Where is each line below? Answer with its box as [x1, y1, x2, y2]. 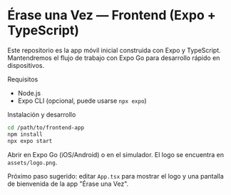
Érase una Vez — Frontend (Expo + [7, 7, 216, 24]
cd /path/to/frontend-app [7, 124, 84, 131]
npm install [7, 131, 43, 138]
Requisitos [7, 75, 38, 84]
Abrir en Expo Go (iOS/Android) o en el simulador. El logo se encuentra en [7, 150, 225, 159]
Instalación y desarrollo [7, 110, 76, 119]
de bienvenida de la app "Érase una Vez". [7, 179, 129, 188]
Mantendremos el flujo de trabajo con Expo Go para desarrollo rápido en [7, 54, 220, 62]
